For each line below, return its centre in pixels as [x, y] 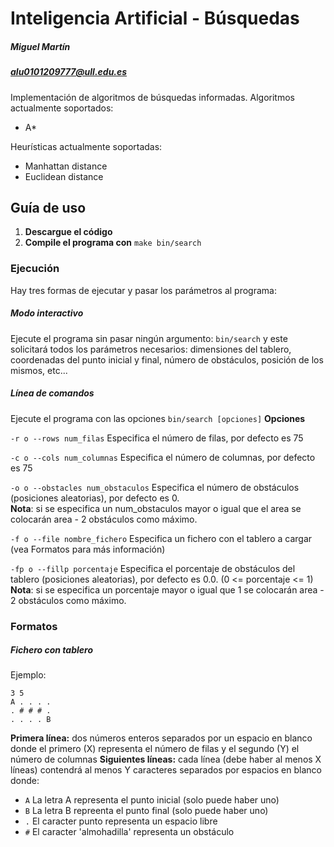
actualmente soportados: [62, 108]
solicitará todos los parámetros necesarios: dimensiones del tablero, [151, 349]
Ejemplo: [28, 675]
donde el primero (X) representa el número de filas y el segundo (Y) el [155, 749]
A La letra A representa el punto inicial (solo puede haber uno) [152, 800]
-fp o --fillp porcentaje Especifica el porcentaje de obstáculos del [153, 568]
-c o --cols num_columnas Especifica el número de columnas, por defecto [163, 457]
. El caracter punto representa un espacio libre [121, 821]
